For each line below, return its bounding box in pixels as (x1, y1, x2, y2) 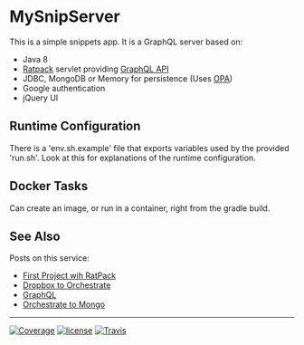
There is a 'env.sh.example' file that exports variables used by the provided (9, 142, 290, 153)
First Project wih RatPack (22, 270, 117, 282)
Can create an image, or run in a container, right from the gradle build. (9, 202, 271, 214)
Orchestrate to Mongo (22, 299, 106, 310)
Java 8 (22, 53, 48, 64)
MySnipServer (9, 6, 120, 27)
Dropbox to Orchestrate (22, 280, 111, 291)
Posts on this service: (9, 253, 90, 264)
